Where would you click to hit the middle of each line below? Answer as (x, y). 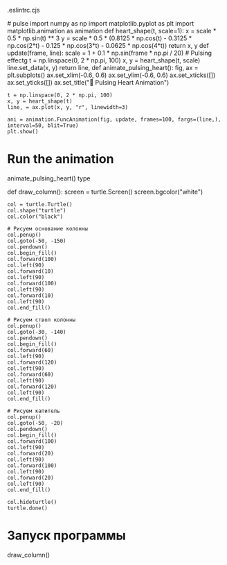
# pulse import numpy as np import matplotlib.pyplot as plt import (101, 23)
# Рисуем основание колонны (48, 228)
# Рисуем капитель (34, 411)
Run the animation (61, 159)
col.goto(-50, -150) (37, 241)
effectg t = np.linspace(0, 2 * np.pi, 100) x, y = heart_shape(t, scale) (104, 60)
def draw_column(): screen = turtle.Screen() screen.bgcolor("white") (105, 192)
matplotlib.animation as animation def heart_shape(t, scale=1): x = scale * (112, 31)
